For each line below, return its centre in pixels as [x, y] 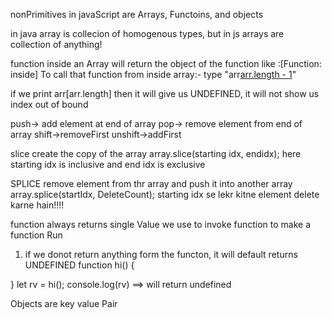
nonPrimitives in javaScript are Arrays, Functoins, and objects [137, 14]
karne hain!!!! [37, 205]
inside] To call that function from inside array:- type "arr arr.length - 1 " [153, 74]
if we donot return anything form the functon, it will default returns [161, 254]
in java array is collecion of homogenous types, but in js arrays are [147, 33]
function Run [36, 235]
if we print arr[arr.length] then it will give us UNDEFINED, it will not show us [165, 93]
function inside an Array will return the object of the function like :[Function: [166, 63]
